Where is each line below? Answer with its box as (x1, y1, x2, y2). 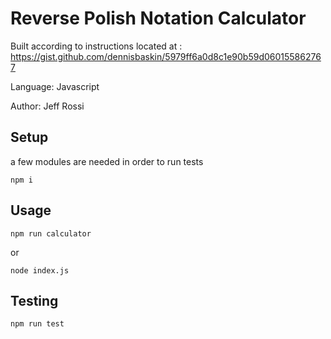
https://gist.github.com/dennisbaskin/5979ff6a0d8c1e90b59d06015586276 (10, 50, 322, 62)
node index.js (10, 265, 70, 276)
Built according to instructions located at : (10, 40, 183, 52)
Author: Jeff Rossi (10, 100, 85, 112)
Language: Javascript (10, 80, 100, 92)
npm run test (10, 319, 65, 329)
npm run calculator (10, 228, 92, 239)
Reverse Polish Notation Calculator (10, 7, 307, 30)
